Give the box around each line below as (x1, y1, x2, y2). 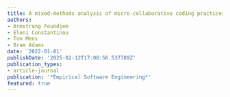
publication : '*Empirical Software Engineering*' (7, 73, 152, 81)
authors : (7, 16, 32, 23)
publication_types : (7, 61, 63, 68)
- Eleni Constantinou (7, 29, 69, 36)
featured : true (7, 80, 51, 87)
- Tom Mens (7, 36, 38, 42)
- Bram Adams (7, 42, 44, 48)
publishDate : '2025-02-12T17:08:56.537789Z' (7, 55, 136, 61)
